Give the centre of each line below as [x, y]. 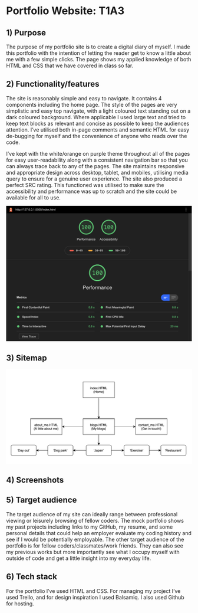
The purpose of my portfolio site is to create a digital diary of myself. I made [98, 47]
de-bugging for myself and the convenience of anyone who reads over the [97, 136]
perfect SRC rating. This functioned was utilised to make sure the [85, 185]
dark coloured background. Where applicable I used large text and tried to [96, 117]
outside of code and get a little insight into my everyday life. [79, 558]
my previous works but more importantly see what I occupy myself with [93, 552]
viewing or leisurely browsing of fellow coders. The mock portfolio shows [95, 520]
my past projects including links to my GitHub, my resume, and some [90, 527]
